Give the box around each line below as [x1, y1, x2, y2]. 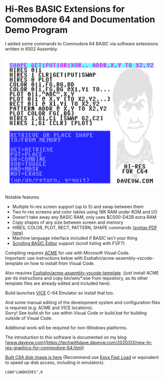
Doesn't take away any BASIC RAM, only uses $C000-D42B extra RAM [12, 214, 157, 220]
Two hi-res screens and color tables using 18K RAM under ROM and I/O [12, 208, 158, 215]
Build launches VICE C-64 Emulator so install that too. [5, 290, 114, 296]
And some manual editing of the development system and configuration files [5, 299, 161, 305]
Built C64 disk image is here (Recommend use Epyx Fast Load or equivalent [5, 354, 159, 360]
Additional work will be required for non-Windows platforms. [5, 324, 128, 331]
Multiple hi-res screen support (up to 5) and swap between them [12, 204, 144, 209]
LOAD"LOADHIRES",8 [5, 370, 43, 375]
